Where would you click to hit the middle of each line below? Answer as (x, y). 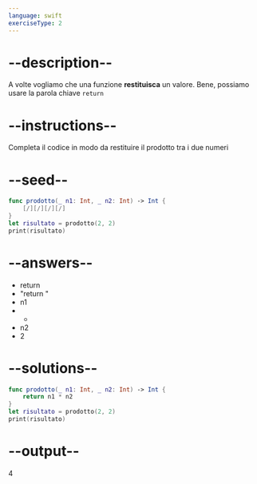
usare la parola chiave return (56, 93)
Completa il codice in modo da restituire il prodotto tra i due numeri (119, 148)
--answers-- (51, 262)
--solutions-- (53, 368)
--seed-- (38, 180)
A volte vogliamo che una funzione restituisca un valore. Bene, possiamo (129, 85)
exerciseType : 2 (35, 23)
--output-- (44, 451)
